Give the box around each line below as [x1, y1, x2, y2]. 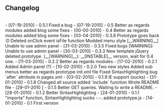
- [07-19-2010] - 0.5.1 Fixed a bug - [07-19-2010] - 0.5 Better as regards [5, 22, 150, 28]
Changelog [5, 4, 40, 12]
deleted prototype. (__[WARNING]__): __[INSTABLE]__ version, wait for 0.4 [5, 53, 154, 59]
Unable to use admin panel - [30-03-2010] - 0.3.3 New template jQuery [5, 48, 149, 54]
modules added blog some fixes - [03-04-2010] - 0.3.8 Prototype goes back [5, 32, 160, 38]
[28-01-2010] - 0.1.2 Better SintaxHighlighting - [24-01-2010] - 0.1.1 [5, 89, 140, 95]
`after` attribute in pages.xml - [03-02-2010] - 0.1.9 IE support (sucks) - [5, 74, 149, 80]
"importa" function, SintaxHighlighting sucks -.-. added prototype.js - [5, 95, 145, 101]
